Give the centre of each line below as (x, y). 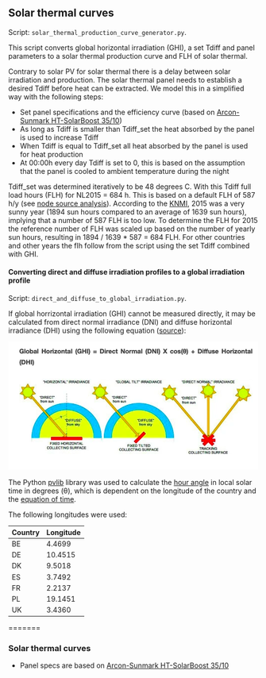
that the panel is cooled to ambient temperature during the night (124, 171)
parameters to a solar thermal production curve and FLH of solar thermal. (128, 56)
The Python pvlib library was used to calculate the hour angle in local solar (130, 483)
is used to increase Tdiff (59, 137)
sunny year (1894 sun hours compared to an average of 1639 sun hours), (128, 212)
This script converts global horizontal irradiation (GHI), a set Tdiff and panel (132, 48)
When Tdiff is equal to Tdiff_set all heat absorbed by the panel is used (134, 145)
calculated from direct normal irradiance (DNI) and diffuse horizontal (120, 322)
